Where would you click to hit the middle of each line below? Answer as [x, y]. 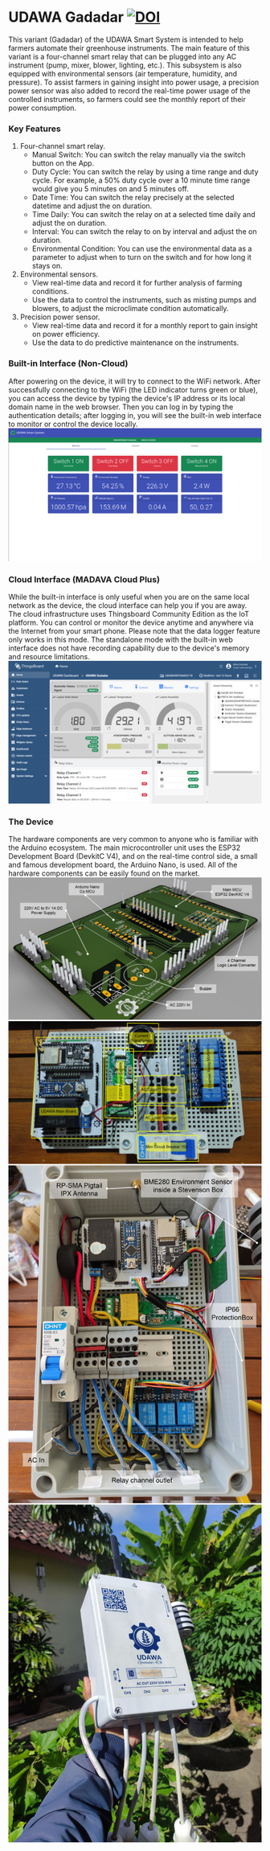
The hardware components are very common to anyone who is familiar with [133, 839]
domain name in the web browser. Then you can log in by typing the [121, 407]
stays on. [47, 266]
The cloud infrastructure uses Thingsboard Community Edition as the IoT [129, 614]
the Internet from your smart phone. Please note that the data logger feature [135, 631]
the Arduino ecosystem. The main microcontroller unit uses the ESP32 [125, 848]
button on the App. [63, 163]
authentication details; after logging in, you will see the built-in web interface [135, 415]
